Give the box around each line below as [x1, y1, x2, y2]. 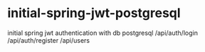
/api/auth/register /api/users [7, 36, 90, 44]
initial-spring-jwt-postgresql [7, 5, 181, 21]
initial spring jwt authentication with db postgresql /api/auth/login [7, 28, 198, 37]
